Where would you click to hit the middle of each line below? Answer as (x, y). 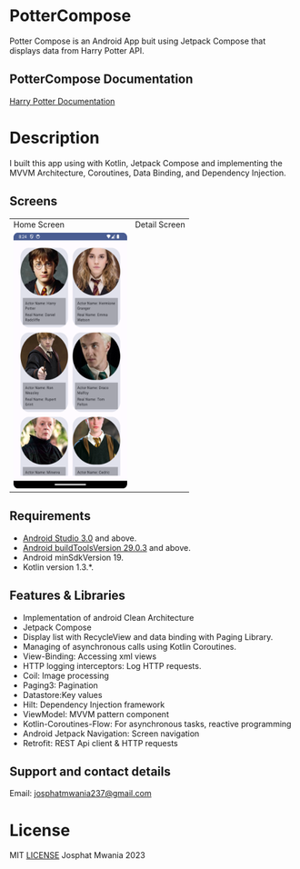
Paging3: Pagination (60, 685)
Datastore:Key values (62, 694)
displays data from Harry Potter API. (77, 50)
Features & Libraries (67, 596)
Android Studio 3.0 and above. (80, 538)
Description (55, 138)
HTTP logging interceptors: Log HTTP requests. (112, 665)
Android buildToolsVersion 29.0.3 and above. (106, 547)
